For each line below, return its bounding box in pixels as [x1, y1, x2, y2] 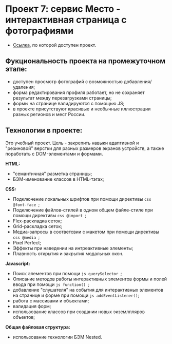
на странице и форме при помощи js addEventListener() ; [12, 292, 140, 298]
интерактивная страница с [5, 14, 127, 26]
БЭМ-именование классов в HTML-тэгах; [12, 176, 104, 182]
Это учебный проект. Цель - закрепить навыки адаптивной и [5, 140, 139, 146]
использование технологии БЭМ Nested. [12, 334, 103, 340]
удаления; [12, 84, 35, 90]
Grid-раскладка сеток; [12, 223, 63, 229]
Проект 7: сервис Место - [5, 3, 121, 15]
